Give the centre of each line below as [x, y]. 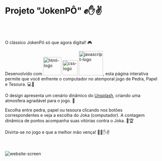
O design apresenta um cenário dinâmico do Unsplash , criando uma [73, 95]
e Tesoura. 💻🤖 [20, 84]
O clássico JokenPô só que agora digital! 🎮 [49, 42]
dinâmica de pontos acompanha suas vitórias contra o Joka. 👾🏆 [69, 120]
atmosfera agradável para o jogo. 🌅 [40, 100]
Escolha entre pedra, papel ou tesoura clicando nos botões [64, 110]
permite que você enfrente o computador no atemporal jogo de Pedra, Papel [81, 79]
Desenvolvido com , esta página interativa [77, 73]
